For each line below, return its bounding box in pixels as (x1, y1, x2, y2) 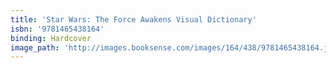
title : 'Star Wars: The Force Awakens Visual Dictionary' (10, 14, 257, 25)
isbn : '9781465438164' (10, 24, 105, 34)
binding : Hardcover (10, 33, 92, 43)
